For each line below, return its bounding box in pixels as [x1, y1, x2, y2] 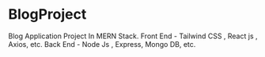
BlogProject [8, 5, 87, 23]
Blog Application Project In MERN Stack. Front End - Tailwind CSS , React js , [8, 31, 258, 41]
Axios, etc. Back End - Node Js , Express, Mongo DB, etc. [8, 39, 196, 48]
